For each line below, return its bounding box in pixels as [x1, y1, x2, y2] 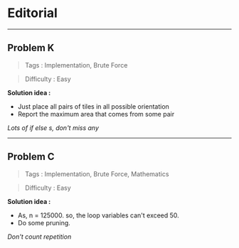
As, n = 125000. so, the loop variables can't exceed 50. [17, 211, 179, 220]
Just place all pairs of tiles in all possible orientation [17, 102, 169, 111]
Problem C [7, 151, 55, 163]
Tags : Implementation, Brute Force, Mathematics [24, 169, 169, 178]
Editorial [7, 5, 58, 21]
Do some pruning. [17, 218, 71, 227]
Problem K [7, 42, 55, 54]
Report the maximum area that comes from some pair [17, 109, 175, 118]
